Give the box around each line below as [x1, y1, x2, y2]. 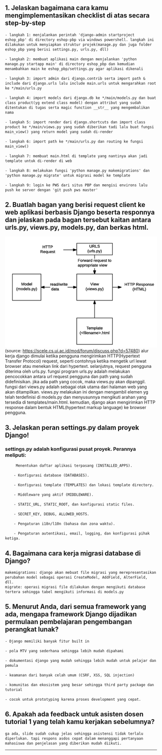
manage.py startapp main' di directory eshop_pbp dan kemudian [5, 62, 135, 66]
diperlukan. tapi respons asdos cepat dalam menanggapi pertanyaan [5, 736, 144, 741]
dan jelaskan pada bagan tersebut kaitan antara [5, 216, 151, 224]
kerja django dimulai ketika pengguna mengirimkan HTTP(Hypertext [5, 353, 140, 359]
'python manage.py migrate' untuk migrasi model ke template [5, 173, 131, 178]
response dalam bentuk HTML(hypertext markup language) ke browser [5, 404, 147, 410]
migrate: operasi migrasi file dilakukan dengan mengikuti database [5, 585, 146, 590]
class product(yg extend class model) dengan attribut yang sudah [5, 100, 141, 105]
